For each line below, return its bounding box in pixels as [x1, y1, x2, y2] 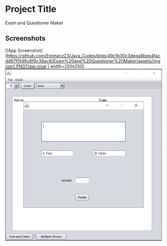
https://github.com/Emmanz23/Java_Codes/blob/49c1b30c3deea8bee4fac [6, 53, 161, 59]
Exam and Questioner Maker [5, 20, 64, 26]
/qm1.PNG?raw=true [5, 63, 47, 69]
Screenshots [5, 34, 46, 43]
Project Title [5, 3, 57, 15]
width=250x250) [50, 63, 84, 69]
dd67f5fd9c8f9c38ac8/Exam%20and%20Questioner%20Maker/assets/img [5, 58, 161, 64]
